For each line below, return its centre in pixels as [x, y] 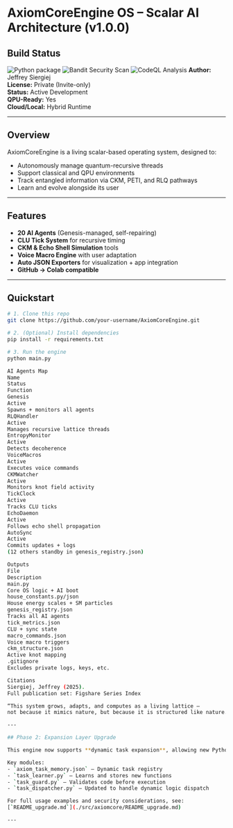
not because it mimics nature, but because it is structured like [105, 713]
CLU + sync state [32, 629]
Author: [200, 70]
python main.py [29, 358]
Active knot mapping [37, 655]
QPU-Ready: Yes [32, 99]
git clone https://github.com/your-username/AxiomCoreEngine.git [103, 320]
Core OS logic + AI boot [43, 590]
